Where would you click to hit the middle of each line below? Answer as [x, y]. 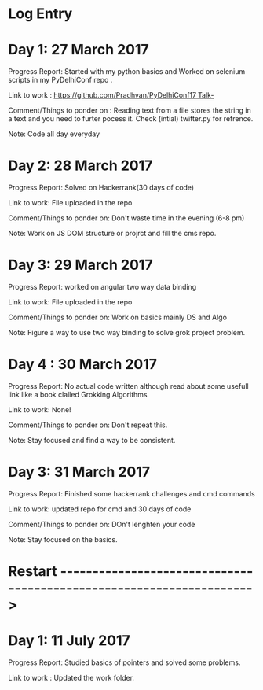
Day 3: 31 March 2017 [79, 472]
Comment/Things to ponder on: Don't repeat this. [88, 425]
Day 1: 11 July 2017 [69, 641]
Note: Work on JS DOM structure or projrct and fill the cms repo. [112, 234]
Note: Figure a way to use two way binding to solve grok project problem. [127, 332]
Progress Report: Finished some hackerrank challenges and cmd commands [131, 493]
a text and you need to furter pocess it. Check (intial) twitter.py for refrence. [131, 119]
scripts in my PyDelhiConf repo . [60, 80]
